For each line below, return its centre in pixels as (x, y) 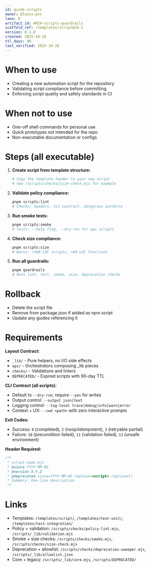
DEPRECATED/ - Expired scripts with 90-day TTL (58, 376)
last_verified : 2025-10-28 (32, 46)
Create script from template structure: (51, 170)
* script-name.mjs (26, 462)
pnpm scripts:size (30, 247)
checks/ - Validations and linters (44, 371)
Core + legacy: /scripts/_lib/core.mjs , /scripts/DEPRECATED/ (74, 560)
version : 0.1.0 (20, 32)
